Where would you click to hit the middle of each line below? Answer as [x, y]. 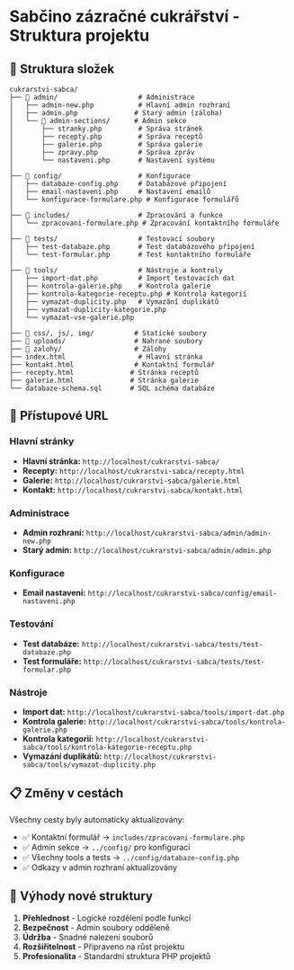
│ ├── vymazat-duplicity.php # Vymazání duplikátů [114, 302]
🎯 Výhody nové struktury [81, 896]
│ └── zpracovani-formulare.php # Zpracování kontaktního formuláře [144, 223]
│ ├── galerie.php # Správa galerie [106, 145]
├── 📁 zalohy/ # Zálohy [88, 349]
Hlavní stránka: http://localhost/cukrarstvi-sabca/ [121, 461]
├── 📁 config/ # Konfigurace [100, 176]
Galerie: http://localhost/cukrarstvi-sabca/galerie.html [131, 480]
